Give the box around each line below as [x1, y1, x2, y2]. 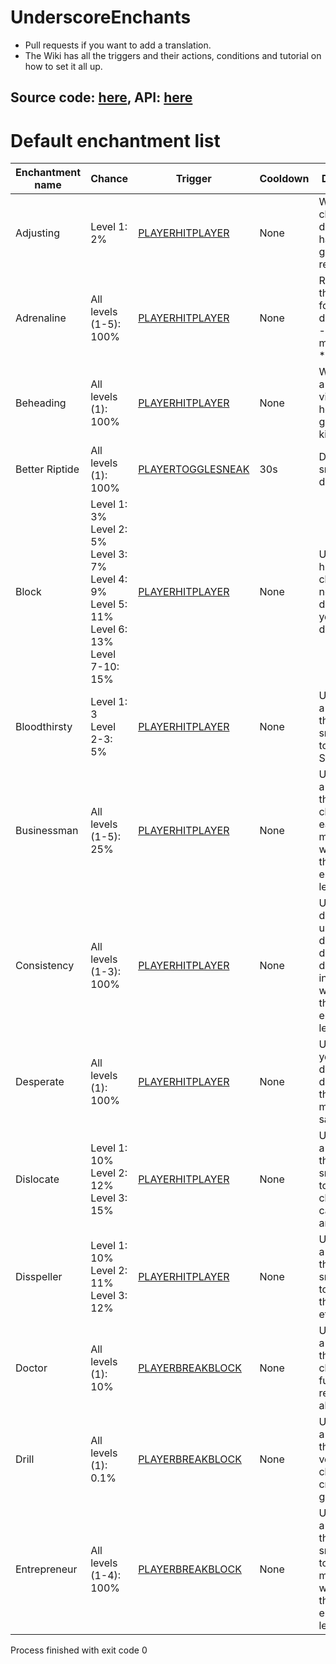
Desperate [15, 1075, 65, 1089]
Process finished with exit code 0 [10, 1644, 148, 1656]
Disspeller [15, 1270, 63, 1284]
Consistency [15, 959, 75, 973]
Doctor [15, 1361, 48, 1375]
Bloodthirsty [15, 720, 73, 734]
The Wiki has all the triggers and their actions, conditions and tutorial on [24, 49, 322, 61]
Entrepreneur [15, 1562, 78, 1576]
